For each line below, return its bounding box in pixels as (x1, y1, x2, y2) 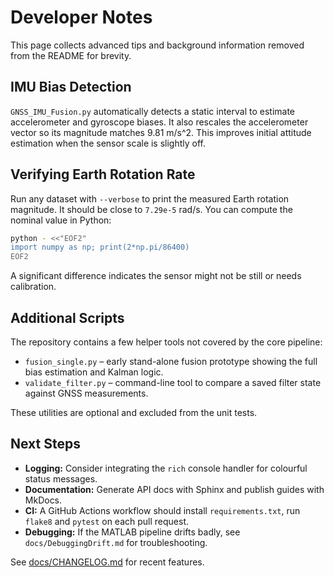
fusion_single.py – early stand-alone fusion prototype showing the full (24, 356, 318, 367)
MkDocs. (24, 494, 63, 506)
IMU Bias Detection (10, 79, 132, 96)
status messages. (24, 472, 98, 485)
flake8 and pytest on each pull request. (24, 515, 189, 527)
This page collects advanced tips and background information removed (10, 39, 305, 51)
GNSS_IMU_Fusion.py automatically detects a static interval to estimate (10, 105, 296, 117)
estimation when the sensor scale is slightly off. (10, 137, 207, 149)
